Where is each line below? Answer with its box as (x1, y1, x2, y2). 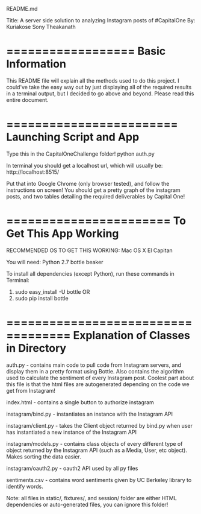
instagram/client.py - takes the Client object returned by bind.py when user (6, 422, 193, 429)
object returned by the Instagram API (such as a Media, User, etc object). (6, 446, 188, 454)
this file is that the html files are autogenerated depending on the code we (6, 380, 190, 388)
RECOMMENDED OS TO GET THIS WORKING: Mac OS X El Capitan (6, 247, 173, 254)
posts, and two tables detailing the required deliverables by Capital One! (6, 192, 185, 200)
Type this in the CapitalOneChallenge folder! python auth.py (6, 150, 155, 157)
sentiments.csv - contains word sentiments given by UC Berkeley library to (6, 476, 192, 483)
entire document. (6, 96, 49, 103)
